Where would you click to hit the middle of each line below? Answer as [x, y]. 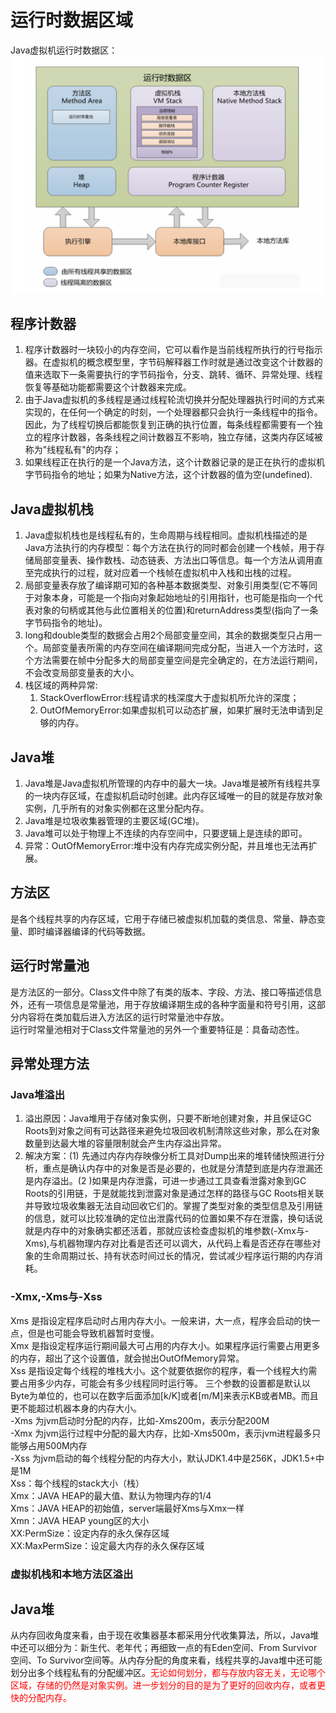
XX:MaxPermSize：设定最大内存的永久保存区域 [107, 1545]
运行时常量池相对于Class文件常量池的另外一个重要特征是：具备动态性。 [157, 1029]
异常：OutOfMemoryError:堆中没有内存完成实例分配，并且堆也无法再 [166, 845]
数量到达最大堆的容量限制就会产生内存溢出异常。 [125, 1143]
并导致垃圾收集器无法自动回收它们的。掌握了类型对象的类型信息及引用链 [173, 1206]
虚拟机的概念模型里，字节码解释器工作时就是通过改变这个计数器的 [187, 362]
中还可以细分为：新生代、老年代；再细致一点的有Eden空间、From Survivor [164, 1648]
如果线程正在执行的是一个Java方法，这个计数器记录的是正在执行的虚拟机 [175, 462]
